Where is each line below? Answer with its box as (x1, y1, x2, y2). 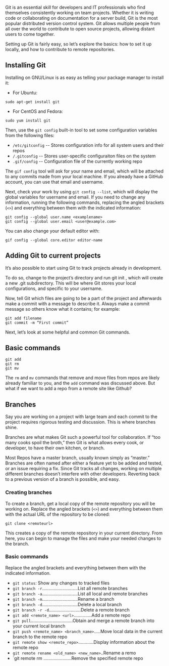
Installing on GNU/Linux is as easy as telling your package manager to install (5, 74, 164, 80)
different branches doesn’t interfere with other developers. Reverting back (5, 471, 160, 477)
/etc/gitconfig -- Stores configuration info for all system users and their (12, 142, 164, 148)
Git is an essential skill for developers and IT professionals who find (5, 5, 145, 10)
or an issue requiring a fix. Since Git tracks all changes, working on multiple (5, 466, 162, 472)
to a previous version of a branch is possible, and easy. (5, 476, 120, 482)
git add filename (5, 316, 42, 321)
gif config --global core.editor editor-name (5, 237, 102, 242)
